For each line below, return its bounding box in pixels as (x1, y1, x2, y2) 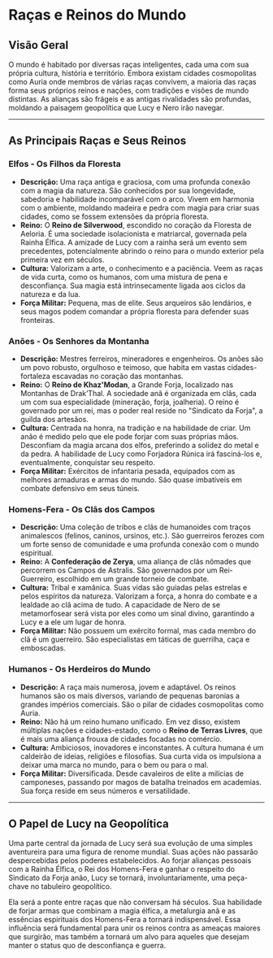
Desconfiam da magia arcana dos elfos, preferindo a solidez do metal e (19, 440, 259, 450)
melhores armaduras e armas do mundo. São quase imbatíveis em (19, 474, 242, 485)
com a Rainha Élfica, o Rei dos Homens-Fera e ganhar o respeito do (8, 864, 236, 874)
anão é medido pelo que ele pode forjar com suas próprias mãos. (19, 431, 240, 441)
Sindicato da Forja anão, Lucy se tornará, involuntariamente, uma (8, 873, 226, 883)
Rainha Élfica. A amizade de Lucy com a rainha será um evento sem (19, 237, 248, 247)
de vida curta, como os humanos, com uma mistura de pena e (19, 272, 228, 281)
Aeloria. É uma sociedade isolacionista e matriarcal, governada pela (19, 229, 248, 238)
